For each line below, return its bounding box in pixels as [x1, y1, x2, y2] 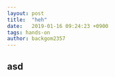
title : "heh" [7, 16, 48, 23]
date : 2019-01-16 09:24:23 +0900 [7, 22, 109, 29]
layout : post [7, 10, 44, 17]
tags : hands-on [7, 29, 51, 36]
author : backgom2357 [7, 35, 66, 42]
